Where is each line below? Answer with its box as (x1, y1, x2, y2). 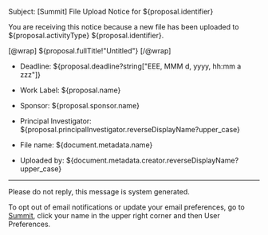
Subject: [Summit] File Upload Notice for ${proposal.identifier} (8, 7, 214, 16)
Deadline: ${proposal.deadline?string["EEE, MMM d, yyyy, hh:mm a (19, 61, 242, 71)
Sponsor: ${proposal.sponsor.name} (19, 101, 140, 110)
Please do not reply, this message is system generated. (8, 187, 190, 196)
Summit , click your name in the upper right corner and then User (8, 211, 221, 220)
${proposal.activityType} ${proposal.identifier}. (8, 31, 164, 40)
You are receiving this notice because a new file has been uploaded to (8, 22, 239, 31)
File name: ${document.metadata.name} (19, 140, 153, 150)
